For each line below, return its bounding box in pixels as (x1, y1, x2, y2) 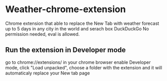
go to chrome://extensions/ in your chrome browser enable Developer (5, 59, 151, 65)
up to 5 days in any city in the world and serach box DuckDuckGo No (5, 25, 149, 31)
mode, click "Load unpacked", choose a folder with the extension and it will (5, 64, 162, 70)
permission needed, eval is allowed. (5, 31, 80, 37)
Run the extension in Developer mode (5, 46, 126, 54)
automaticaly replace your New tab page (5, 70, 90, 76)
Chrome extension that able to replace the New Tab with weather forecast (5, 20, 159, 26)
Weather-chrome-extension (5, 4, 126, 15)
